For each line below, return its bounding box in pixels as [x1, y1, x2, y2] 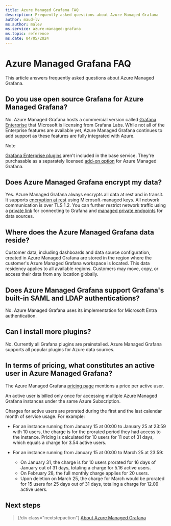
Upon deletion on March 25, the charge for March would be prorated [20, 475, 165, 482]
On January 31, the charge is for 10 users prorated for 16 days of [20, 459, 156, 465]
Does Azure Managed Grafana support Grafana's [5, 286, 164, 295]
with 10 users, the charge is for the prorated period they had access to [12, 429, 161, 435]
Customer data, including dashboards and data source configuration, [5, 249, 151, 255]
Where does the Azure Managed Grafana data [5, 228, 154, 236]
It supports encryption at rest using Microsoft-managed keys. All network [5, 197, 160, 203]
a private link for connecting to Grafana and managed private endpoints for [5, 207, 163, 214]
